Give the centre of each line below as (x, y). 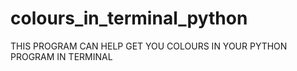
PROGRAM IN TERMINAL (61, 56)
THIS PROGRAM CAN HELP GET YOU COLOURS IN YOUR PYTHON (149, 46)
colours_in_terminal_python (129, 18)
